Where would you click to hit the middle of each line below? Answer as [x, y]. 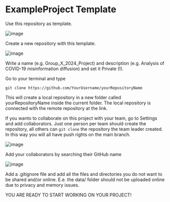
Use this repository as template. [39, 24]
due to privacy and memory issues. [42, 185]
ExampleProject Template [61, 9]
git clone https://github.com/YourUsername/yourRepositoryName [74, 88]
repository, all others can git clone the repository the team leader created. [84, 129]
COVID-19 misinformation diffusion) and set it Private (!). [65, 69]
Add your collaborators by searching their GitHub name [63, 154]
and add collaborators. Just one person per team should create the [76, 123]
